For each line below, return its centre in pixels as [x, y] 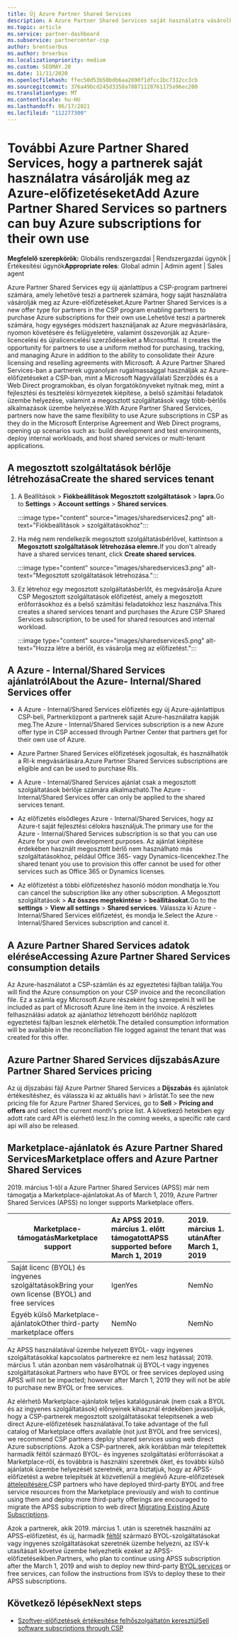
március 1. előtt [138, 1229]
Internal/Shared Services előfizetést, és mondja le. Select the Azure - [118, 915]
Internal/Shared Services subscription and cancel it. [93, 923]
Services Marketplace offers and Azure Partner [113, 1159]
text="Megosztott [43, 575]
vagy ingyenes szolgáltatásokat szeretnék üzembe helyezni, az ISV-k [108, 1543]
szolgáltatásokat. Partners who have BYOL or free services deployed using [116, 1372]
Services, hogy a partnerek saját [105, 163]
